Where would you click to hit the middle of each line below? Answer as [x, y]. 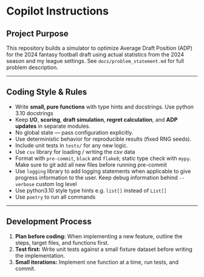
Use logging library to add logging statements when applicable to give [103, 171]
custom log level [56, 184]
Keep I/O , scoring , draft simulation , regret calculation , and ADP [96, 119]
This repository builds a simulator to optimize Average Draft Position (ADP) [100, 48]
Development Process [49, 222]
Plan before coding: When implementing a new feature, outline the [99, 236]
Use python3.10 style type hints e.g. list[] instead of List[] [91, 190]
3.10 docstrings [34, 113]
